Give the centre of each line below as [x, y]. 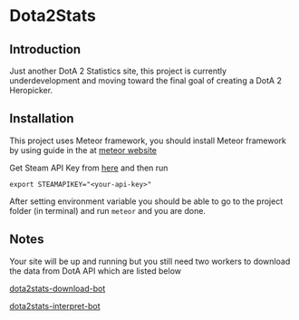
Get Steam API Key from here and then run [89, 168]
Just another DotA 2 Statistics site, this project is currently [118, 71]
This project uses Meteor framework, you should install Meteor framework [148, 141]
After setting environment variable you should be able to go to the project [146, 201]
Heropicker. [31, 90]
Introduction [45, 49]
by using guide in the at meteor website [83, 150]
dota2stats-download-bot [58, 288]
